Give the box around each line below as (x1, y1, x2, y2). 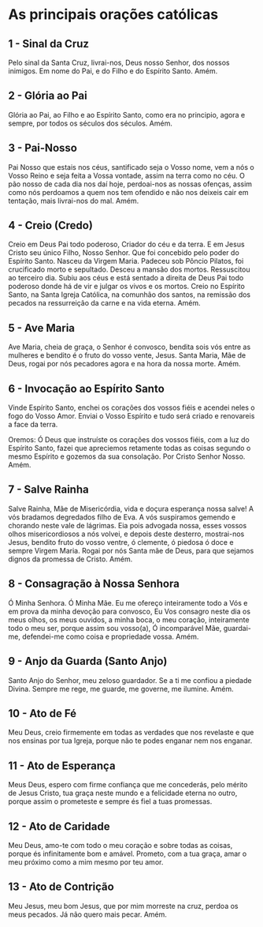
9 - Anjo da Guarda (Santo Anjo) (8, 655, 168, 668)
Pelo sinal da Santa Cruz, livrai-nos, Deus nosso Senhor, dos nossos (8, 58, 230, 67)
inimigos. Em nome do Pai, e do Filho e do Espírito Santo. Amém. (8, 66, 218, 76)
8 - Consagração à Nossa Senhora (8, 577, 180, 591)
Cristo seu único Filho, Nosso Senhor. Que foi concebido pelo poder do (8, 248, 240, 257)
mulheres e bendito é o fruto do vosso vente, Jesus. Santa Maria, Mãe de (8, 351, 246, 360)
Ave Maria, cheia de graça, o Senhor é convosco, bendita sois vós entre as (8, 342, 251, 352)
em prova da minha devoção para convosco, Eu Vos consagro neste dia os (8, 606, 250, 616)
